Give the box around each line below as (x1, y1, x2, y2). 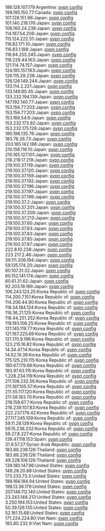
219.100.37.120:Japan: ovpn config (5, 168, 75, 173)
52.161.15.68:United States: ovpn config (5, 510, 85, 516)
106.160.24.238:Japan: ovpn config (5, 25, 76, 31)
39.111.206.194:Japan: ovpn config (5, 257, 75, 263)
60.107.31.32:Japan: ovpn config (5, 268, 70, 273)
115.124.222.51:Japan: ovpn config (5, 36, 74, 42)
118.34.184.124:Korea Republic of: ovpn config (5, 304, 98, 310)
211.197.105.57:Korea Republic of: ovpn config (5, 384, 97, 389)
